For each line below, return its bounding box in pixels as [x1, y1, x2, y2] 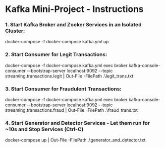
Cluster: [5, 27, 25, 34]
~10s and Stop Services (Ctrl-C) [5, 126, 84, 133]
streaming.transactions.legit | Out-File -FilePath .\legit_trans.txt [5, 73, 134, 79]
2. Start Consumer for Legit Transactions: [5, 51, 108, 58]
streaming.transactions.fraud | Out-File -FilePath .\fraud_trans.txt [5, 107, 138, 113]
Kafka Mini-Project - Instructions [5, 3, 144, 15]
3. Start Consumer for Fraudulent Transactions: [5, 85, 122, 92]
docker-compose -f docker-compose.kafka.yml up [5, 39, 109, 45]
